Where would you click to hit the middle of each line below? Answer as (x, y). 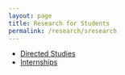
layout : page (30, 16)
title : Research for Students (59, 23)
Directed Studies (48, 54)
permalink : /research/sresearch (62, 31)
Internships (39, 62)
